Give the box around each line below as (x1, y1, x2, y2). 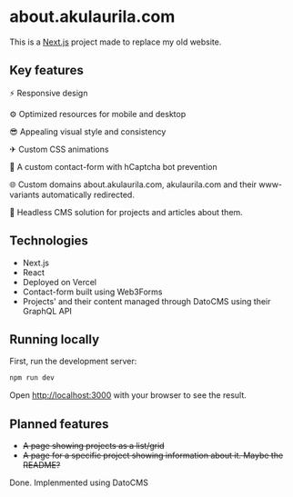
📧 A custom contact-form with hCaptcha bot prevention (9, 161, 217, 172)
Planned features (9, 416, 109, 432)
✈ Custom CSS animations (9, 144, 109, 154)
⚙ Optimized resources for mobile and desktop (9, 108, 187, 119)
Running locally (9, 332, 100, 347)
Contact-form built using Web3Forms (22, 286, 163, 297)
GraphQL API (22, 305, 73, 316)
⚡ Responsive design (9, 87, 88, 98)
